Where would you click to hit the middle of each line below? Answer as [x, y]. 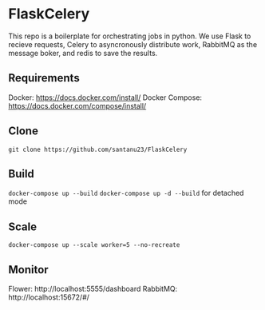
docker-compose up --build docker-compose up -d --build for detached [126, 193]
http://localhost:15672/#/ [49, 297]
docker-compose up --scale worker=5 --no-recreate [94, 245]
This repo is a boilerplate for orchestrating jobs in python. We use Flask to [130, 36]
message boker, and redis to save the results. [83, 53]
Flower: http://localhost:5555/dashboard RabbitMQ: [93, 289]
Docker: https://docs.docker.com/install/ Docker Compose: [105, 97]
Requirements [44, 78]
